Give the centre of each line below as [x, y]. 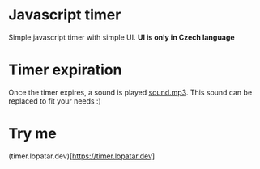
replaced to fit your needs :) [55, 101]
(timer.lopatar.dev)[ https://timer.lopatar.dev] [82, 156]
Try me [32, 134]
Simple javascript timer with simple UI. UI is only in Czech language [121, 37]
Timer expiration [65, 70]
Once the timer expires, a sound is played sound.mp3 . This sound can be [130, 92]
